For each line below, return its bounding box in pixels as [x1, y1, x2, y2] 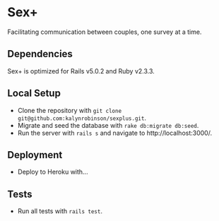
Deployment [7, 149, 63, 161]
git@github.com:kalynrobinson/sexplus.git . [17, 114, 147, 122]
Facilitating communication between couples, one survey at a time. [7, 28, 202, 36]
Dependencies [7, 48, 73, 60]
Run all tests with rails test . [17, 207, 102, 215]
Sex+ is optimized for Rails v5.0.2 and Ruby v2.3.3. [7, 66, 155, 75]
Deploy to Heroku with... [17, 167, 88, 177]
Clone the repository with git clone [17, 106, 122, 114]
